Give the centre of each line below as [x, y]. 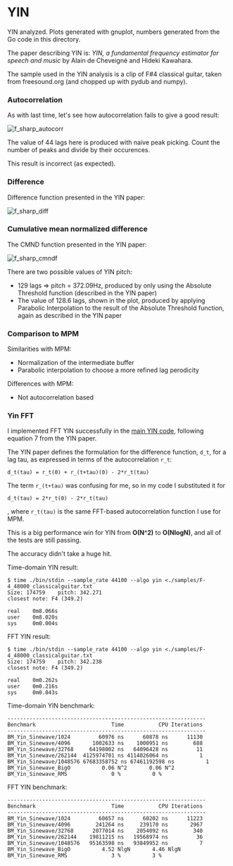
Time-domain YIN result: [43, 567]
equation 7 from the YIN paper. [52, 438]
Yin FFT [21, 416]
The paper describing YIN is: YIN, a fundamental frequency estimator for [113, 53]
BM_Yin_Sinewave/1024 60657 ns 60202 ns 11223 [105, 819]
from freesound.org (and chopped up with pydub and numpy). [97, 81]
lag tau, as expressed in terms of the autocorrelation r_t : [90, 459]
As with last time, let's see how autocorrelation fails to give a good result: [113, 115]
